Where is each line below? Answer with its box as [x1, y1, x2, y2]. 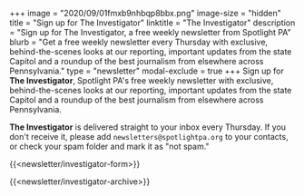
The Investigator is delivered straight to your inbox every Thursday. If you [9, 122, 287, 132]
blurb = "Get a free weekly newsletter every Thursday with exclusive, [9, 36, 269, 47]
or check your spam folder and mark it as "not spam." [9, 141, 211, 152]
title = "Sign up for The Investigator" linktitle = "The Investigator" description [9, 17, 296, 28]
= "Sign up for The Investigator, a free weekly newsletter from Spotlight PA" [9, 27, 292, 37]
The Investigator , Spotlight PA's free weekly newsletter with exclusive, [9, 75, 274, 85]
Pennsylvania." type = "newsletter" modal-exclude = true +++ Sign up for [9, 65, 284, 76]
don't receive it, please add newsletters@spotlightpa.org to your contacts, [9, 132, 289, 142]
